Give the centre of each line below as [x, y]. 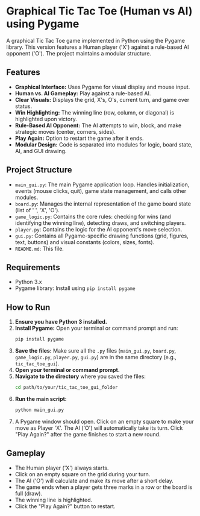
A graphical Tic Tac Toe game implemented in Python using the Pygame [96, 40]
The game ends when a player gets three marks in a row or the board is [104, 487]
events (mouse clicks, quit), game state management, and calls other [101, 190]
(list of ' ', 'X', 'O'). [37, 210]
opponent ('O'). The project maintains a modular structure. [79, 53]
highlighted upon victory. [46, 119]
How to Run [28, 307]
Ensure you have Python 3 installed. [61, 322]
